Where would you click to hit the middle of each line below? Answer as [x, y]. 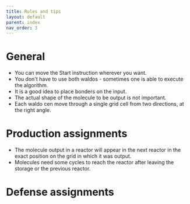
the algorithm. [31, 85]
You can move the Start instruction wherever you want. [80, 73]
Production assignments [67, 134]
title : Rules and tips [34, 11]
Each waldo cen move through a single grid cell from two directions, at [99, 104]
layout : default [26, 17]
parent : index [23, 22]
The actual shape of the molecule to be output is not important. [90, 98]
